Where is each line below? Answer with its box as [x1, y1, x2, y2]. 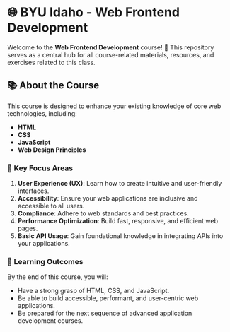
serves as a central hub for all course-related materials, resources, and [7, 50, 214, 59]
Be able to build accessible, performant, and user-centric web [17, 294, 199, 302]
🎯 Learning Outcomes [7, 256, 84, 266]
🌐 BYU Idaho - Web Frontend [7, 4, 180, 20]
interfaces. [17, 186, 50, 195]
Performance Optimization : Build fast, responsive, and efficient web [17, 217, 218, 225]
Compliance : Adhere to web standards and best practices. [17, 209, 189, 218]
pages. [17, 224, 38, 233]
